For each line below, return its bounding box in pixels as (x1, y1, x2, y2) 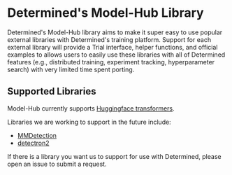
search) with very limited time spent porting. (7, 65, 135, 73)
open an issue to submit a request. (7, 160, 107, 168)
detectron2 (17, 139, 50, 147)
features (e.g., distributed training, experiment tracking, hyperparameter (7, 57, 215, 66)
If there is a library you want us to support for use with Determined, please (7, 152, 222, 160)
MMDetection (17, 131, 57, 139)
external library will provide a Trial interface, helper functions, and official (7, 43, 218, 51)
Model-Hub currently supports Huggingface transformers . (7, 104, 175, 113)
